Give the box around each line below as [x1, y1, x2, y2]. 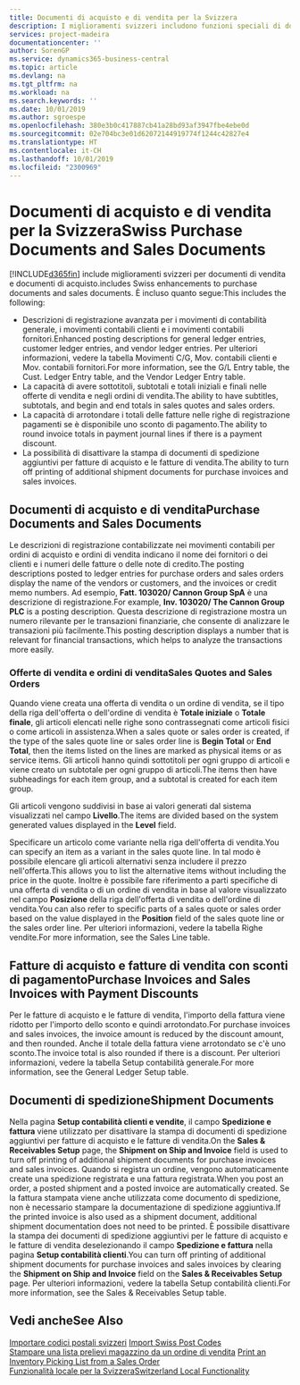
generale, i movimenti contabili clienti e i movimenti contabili [21, 324, 244, 335]
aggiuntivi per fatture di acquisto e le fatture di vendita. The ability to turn [21, 457, 289, 468]
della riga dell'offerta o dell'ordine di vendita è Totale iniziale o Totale [9, 707, 266, 718]
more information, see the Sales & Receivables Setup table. [9, 1288, 227, 1298]
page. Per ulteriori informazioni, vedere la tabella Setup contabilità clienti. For [9, 1278, 291, 1288]
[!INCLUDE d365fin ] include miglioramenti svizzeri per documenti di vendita [9, 269, 286, 280]
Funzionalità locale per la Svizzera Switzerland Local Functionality [9, 1365, 250, 1376]
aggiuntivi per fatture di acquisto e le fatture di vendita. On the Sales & [9, 1136, 266, 1146]
